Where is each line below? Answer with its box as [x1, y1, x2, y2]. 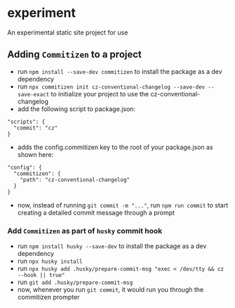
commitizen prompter [17, 293, 80, 302]
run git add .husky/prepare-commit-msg [17, 278, 133, 286]
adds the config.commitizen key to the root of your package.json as [17, 143, 213, 151]
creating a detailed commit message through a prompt [17, 208, 175, 217]
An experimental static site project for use [7, 28, 128, 37]
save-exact [17, 91, 50, 98]
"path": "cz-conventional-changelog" [20, 176, 130, 184]
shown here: [17, 150, 54, 159]
